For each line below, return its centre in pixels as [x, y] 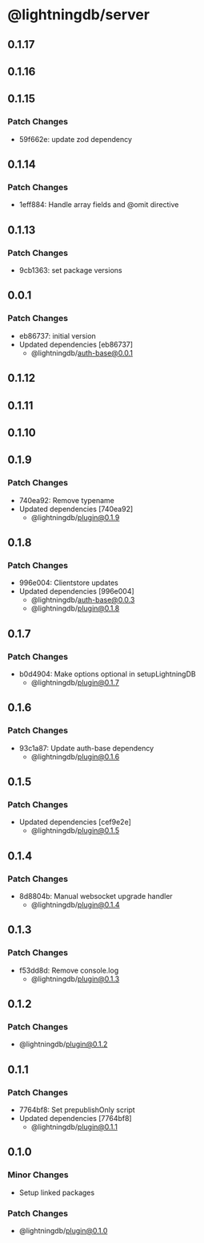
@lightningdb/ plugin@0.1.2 [63, 1044]
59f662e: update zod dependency [76, 139]
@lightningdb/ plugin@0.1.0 [63, 1231]
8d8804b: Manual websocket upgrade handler [96, 896]
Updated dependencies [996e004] [77, 591]
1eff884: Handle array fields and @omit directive [99, 205]
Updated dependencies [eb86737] [76, 344]
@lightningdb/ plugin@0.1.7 [75, 682]
